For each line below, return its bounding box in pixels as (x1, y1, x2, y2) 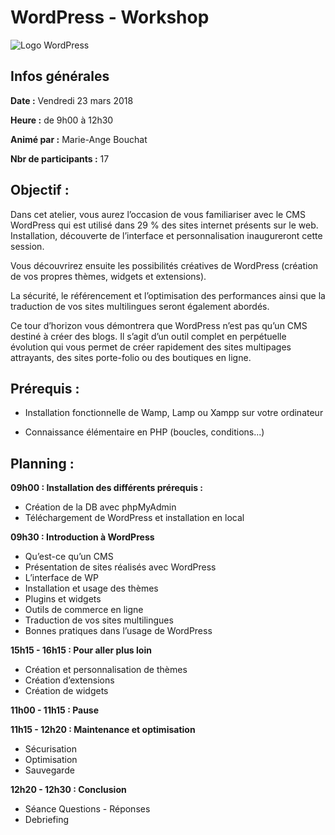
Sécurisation (24, 743, 77, 755)
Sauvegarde (24, 764, 75, 776)
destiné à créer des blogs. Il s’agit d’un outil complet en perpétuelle (10, 330, 287, 342)
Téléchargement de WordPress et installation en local (24, 512, 245, 524)
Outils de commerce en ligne (24, 604, 144, 616)
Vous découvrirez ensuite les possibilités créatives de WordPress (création (10, 259, 319, 271)
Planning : (10, 455, 75, 472)
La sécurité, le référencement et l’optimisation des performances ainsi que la (10, 289, 326, 301)
